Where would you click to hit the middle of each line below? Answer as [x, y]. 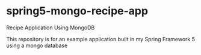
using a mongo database [37, 45]
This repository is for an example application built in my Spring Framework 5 [101, 39]
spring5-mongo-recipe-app [77, 11]
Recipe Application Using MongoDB [51, 27]
